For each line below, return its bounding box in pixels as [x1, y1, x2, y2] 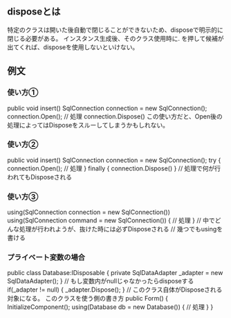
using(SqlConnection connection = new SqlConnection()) [7, 208, 171, 216]
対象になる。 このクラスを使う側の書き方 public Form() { [7, 294, 168, 303]
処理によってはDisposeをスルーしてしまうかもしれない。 [7, 121, 169, 129]
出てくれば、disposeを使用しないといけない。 [7, 43, 139, 51]
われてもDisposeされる [7, 173, 73, 181]
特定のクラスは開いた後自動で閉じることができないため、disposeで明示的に [7, 26, 223, 34]
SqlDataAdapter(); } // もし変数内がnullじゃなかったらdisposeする [7, 277, 194, 285]
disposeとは [7, 6, 61, 18]
